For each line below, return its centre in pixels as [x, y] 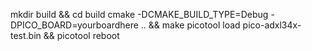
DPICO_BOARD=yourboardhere [74, 25]
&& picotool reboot [81, 35]
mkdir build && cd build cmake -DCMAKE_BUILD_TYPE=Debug [139, 14]
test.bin [26, 35]
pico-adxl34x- [272, 25]
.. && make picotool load [190, 25]
